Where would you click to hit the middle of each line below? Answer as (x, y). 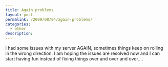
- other (18, 29)
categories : (18, 24)
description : (19, 33)
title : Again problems (29, 10)
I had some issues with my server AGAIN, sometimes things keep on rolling (84, 48)
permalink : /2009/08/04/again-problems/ (49, 19)
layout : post (19, 15)
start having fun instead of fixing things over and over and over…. (74, 59)
